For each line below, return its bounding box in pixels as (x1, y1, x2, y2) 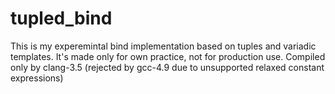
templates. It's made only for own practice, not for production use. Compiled (10, 50, 326, 62)
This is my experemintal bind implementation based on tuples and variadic (10, 40, 317, 52)
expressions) (10, 72, 64, 84)
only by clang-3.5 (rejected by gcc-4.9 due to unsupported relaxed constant (10, 61, 325, 73)
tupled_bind (10, 7, 113, 30)
